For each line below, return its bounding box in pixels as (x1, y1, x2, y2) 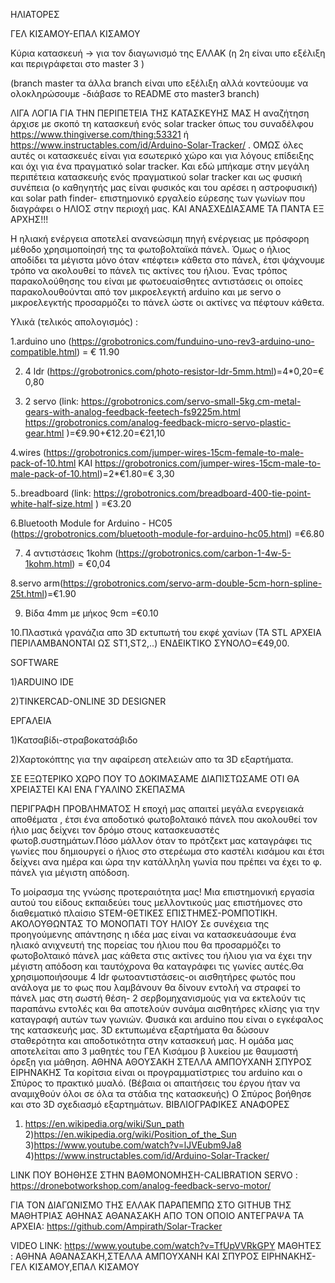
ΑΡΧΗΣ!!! (10, 214, 49, 225)
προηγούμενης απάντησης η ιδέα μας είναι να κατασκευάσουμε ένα (10, 929, 297, 940)
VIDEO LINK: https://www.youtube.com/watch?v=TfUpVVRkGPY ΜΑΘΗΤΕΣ (10, 1240, 322, 1251)
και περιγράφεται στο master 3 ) (10, 58, 145, 69)
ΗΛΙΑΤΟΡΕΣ (10, 9, 60, 20)
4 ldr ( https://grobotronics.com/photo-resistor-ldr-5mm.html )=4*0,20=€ (24, 365, 325, 377)
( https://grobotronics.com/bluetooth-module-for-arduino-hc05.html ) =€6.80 (10, 528, 325, 539)
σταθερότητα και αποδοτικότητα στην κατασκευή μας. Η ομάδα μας (10, 1035, 295, 1046)
